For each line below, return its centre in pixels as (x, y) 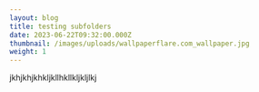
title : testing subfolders (60, 26)
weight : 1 (28, 52)
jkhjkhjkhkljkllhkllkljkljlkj (53, 77)
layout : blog (34, 18)
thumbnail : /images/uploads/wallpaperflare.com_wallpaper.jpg (129, 43)
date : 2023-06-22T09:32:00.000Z (70, 35)
